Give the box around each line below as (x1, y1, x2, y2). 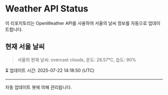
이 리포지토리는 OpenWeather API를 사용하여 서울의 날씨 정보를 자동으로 (5, 20, 147, 26)
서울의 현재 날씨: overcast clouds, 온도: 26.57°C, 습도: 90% (17, 56, 136, 62)
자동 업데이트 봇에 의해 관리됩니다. (5, 84, 72, 90)
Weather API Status (5, 3, 88, 14)
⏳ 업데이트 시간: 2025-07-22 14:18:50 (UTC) (5, 67, 95, 73)
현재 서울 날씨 (5, 42, 45, 51)
